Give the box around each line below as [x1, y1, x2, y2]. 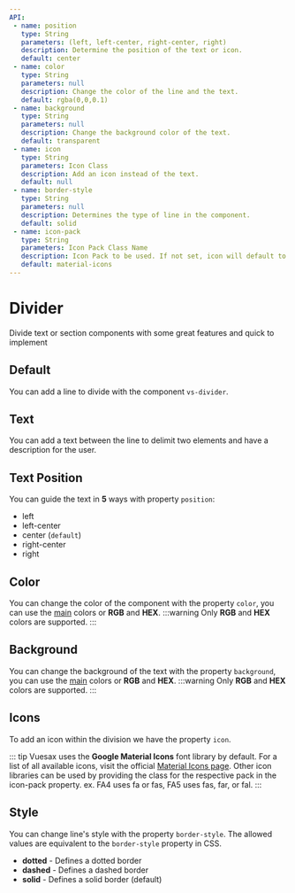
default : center [20, 54, 81, 63]
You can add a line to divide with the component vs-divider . [9, 386, 229, 397]
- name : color [12, 63, 65, 72]
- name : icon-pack [12, 227, 81, 236]
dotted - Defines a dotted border [21, 855, 142, 866]
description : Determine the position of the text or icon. [20, 46, 243, 55]
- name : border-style [12, 186, 93, 195]
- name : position [12, 21, 77, 30]
